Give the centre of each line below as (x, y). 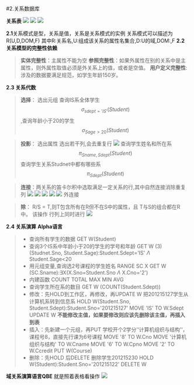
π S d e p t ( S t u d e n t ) (105, 174)
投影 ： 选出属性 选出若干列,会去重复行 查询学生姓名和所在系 (96, 143)
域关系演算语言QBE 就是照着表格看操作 (53, 376)
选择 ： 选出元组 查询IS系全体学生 (60, 100)
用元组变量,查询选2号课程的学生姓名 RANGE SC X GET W (98, 266)
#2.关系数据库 (23, 8)
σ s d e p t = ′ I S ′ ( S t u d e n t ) (105, 110)
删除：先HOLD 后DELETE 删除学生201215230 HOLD (91, 358)
